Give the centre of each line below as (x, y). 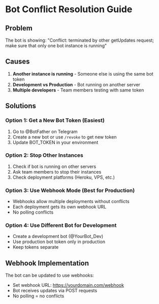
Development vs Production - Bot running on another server (76, 84)
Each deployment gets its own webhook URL (59, 207)
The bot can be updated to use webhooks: (50, 276)
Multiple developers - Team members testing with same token (78, 90)
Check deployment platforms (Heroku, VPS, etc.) (64, 177)
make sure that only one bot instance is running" (56, 46)
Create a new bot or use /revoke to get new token (65, 137)
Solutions (21, 106)
